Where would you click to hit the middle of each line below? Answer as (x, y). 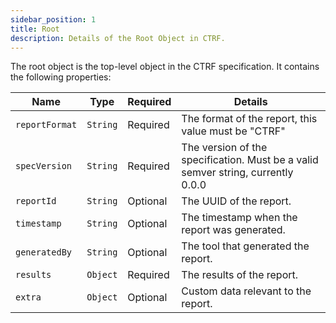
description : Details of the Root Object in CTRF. (118, 38)
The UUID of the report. (236, 201)
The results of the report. (240, 275)
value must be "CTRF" (233, 131)
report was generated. (233, 230)
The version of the (224, 148)
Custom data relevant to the (246, 291)
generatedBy (44, 252)
